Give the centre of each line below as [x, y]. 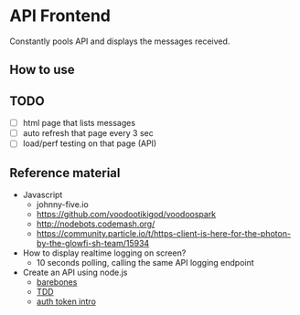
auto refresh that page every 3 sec [88, 133]
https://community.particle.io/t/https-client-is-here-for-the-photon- [163, 234]
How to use [42, 70]
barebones [57, 282]
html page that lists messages [79, 123]
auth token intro [66, 301]
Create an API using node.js [75, 273]
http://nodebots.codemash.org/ [96, 224]
